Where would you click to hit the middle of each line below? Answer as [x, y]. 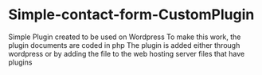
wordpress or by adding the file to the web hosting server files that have [127, 53]
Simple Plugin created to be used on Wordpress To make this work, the [125, 37]
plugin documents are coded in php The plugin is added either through [124, 45]
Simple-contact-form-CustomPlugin [131, 15]
